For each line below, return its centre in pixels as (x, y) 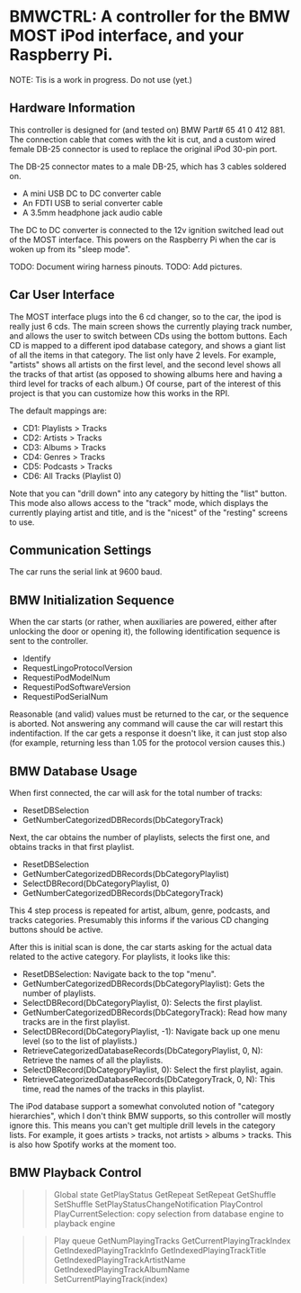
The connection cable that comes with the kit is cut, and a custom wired (143, 139)
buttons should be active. (56, 930)
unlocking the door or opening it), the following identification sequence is (145, 631)
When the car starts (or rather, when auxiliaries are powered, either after (143, 622)
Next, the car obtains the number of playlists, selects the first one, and (140, 837)
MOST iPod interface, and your (127, 36)
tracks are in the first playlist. (76, 1022)
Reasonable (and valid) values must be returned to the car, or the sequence (149, 714)
